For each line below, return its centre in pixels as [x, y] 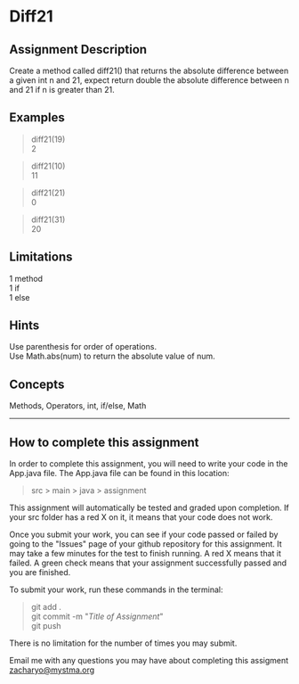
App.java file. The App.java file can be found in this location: [119, 474]
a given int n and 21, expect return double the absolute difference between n [149, 80]
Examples [37, 118]
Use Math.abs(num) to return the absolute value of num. [112, 356]
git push [46, 626]
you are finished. [40, 573]
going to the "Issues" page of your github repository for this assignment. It [145, 544]
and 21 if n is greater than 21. [62, 90]
